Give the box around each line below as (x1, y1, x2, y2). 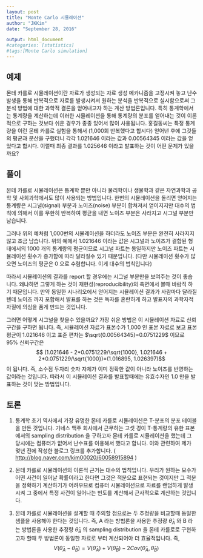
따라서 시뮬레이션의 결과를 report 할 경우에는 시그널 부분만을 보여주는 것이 (6, 273, 182, 280)
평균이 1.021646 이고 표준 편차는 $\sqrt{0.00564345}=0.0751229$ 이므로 (6, 331, 185, 338)
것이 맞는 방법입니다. (22, 380, 72, 388)
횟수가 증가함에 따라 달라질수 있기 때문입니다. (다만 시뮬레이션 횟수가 (27, 252, 190, 259)
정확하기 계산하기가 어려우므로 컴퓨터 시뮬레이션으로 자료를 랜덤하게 (21, 482, 182, 489)
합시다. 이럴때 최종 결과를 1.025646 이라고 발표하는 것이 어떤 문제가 (22, 142, 183, 149)
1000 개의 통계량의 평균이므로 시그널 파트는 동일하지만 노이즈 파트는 (27, 245, 188, 252)
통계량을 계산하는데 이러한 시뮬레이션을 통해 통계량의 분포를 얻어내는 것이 (12, 111, 186, 119)
